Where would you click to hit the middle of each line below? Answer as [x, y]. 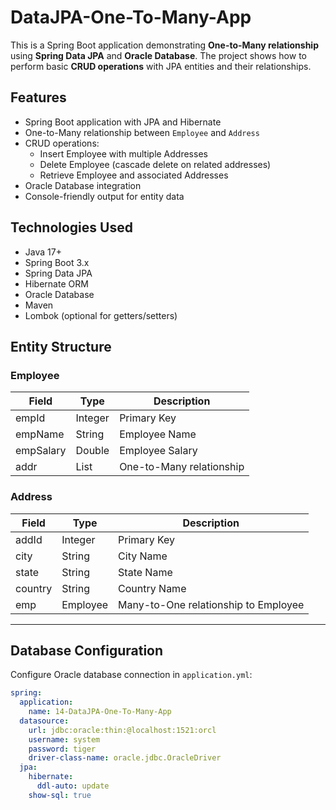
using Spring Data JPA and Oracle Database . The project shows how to [158, 55]
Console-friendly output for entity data [104, 196]
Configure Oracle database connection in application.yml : [131, 675]
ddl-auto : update [73, 786]
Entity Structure [61, 346]
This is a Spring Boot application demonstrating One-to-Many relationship [164, 45]
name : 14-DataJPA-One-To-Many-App [100, 712]
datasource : [44, 721]
